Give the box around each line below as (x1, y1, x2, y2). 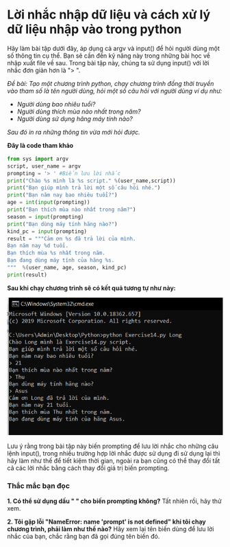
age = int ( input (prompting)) (7, 199, 90, 206)
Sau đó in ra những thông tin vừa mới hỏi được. (7, 128, 140, 136)
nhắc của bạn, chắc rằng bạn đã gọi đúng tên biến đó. (7, 532, 160, 540)
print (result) (7, 271, 48, 278)
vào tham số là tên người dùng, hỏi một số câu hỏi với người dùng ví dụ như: (7, 87, 222, 95)
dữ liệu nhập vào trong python (7, 21, 182, 37)
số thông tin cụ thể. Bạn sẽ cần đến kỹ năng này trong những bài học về (7, 52, 211, 60)
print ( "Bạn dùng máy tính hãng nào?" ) (7, 221, 118, 227)
